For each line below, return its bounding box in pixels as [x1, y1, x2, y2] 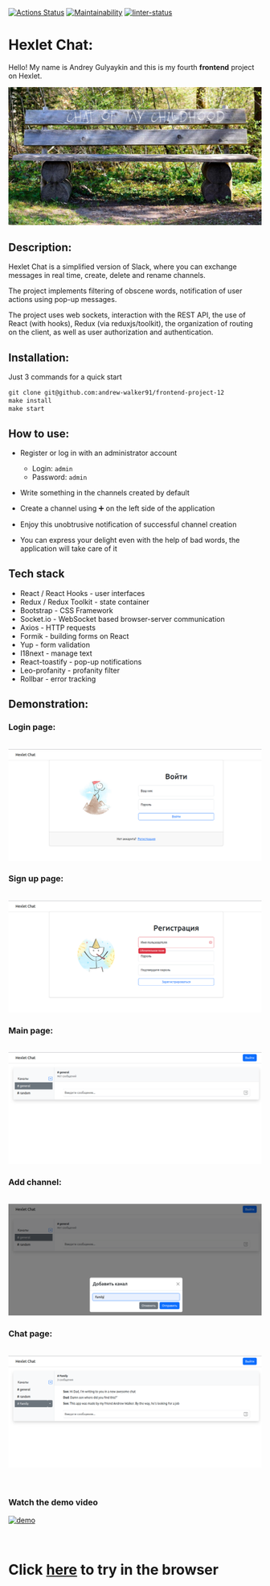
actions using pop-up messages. [8, 295, 117, 304]
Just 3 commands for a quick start [8, 372, 122, 382]
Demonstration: [8, 698, 89, 711]
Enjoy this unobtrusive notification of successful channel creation [19, 520, 237, 529]
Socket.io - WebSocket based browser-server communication [19, 614, 225, 623]
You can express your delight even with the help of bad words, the [19, 536, 240, 545]
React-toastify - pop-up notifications [19, 656, 142, 666]
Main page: [8, 1025, 54, 1036]
